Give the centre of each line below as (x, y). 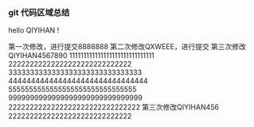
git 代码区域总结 (39, 12)
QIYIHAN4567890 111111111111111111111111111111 (82, 56)
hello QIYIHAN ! (34, 30)
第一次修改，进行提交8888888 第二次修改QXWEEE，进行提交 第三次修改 (127, 47)
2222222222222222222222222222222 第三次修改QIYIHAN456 (113, 107)
